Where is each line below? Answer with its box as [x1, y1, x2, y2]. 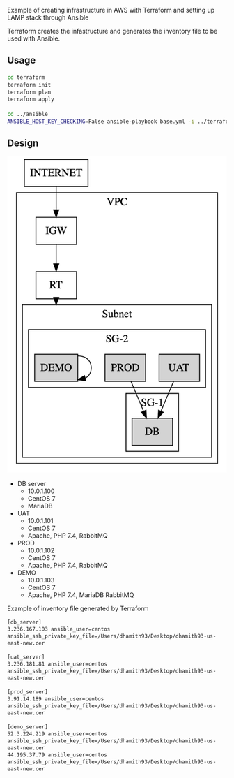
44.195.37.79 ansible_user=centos [7, 751, 108, 758]
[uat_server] [7, 653, 45, 661]
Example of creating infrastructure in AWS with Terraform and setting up [7, 6, 215, 14]
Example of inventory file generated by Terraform [7, 604, 149, 612]
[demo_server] [7, 723, 49, 731]
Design [7, 138, 39, 149]
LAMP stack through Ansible [7, 13, 89, 22]
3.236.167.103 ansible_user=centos [7, 625, 111, 633]
